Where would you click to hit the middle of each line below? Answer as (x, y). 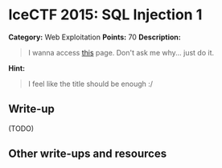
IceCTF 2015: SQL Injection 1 (105, 15)
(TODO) (21, 128)
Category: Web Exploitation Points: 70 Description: (95, 37)
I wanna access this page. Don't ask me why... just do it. (121, 52)
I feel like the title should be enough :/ (90, 84)
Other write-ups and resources (88, 154)
